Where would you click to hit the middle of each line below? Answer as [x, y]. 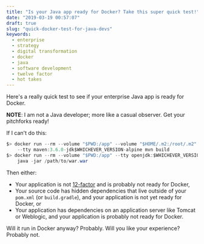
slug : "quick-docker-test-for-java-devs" [59, 29]
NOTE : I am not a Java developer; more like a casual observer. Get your [96, 115]
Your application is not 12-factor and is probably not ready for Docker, [102, 184]
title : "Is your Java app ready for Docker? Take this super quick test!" [103, 12]
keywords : [19, 35]
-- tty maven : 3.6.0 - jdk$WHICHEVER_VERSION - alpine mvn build [93, 150]
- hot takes [27, 79]
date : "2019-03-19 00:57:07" [43, 18]
